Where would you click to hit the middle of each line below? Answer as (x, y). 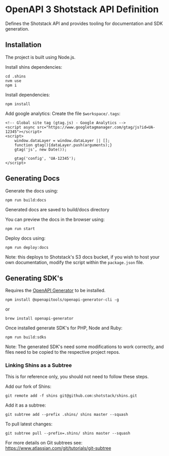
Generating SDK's (34, 278)
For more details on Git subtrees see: (44, 443)
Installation (23, 45)
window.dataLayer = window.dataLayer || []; (62, 140)
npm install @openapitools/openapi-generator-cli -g (62, 300)
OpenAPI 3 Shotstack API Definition (82, 9)
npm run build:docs (26, 200)
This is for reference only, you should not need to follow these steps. (77, 376)
